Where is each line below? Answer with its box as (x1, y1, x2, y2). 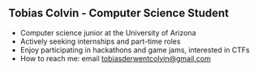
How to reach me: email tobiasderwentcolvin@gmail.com (19, 53, 211, 63)
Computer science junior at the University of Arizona (19, 27, 196, 37)
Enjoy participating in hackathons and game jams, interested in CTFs (19, 44, 250, 55)
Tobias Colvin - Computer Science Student (8, 6, 230, 20)
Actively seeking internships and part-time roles (19, 36, 181, 46)
